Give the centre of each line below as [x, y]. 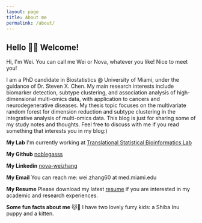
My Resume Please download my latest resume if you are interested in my [98, 189]
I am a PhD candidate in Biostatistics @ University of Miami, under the [93, 80]
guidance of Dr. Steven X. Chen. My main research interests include [90, 86]
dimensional [21, 99]
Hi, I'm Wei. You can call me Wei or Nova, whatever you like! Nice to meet [97, 62]
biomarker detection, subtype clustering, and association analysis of [91, 93]
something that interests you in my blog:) [57, 131]
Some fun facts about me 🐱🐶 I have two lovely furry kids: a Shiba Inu [93, 207]
